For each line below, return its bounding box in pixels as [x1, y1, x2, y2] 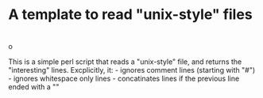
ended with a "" [8, 82, 60, 92]
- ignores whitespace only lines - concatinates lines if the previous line [8, 73, 240, 84]
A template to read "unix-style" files [8, 6, 253, 24]
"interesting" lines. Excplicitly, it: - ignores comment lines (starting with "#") [8, 66, 256, 75]
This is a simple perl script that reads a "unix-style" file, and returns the [8, 57, 242, 66]
